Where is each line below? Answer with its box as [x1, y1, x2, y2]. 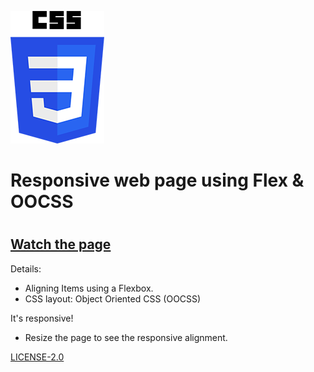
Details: [10, 262, 42, 275]
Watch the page [10, 236, 112, 253]
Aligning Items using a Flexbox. [24, 282, 154, 294]
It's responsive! [10, 312, 74, 324]
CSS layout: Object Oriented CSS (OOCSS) [24, 292, 202, 305]
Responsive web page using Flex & [10, 169, 305, 192]
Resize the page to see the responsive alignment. [24, 331, 228, 343]
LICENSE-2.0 [10, 351, 65, 363]
